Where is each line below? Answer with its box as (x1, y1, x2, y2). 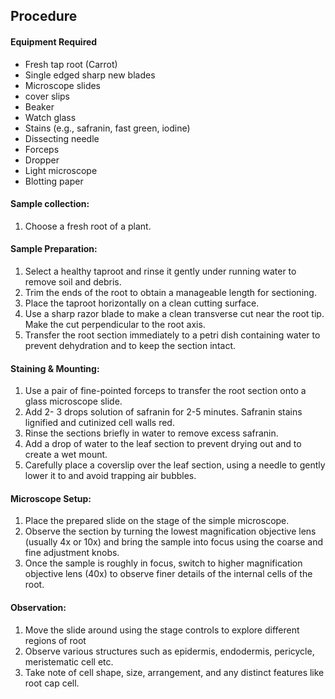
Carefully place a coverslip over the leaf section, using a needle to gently (24, 459, 326, 471)
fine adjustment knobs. (24, 547, 120, 559)
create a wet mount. (24, 449, 108, 461)
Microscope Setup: (10, 492, 92, 504)
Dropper (24, 154, 60, 166)
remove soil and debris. (24, 276, 122, 288)
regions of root (24, 634, 87, 646)
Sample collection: (10, 198, 90, 210)
